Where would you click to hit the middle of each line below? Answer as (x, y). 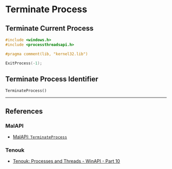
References (24, 111)
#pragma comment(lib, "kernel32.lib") (47, 54)
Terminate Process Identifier (52, 79)
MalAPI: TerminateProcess (40, 137)
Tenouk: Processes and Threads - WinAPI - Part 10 (66, 161)
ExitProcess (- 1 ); (24, 63)
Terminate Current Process (49, 28)
